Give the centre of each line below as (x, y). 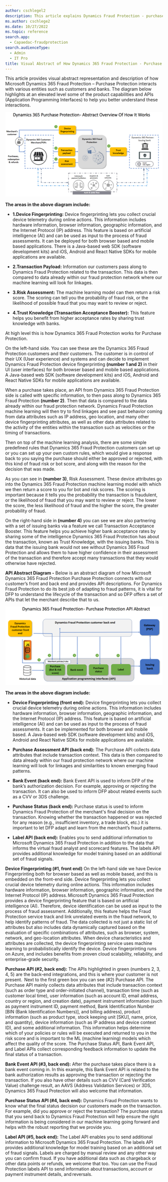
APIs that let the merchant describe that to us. (52, 600)
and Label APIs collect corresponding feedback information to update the (81, 1049)
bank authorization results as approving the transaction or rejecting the (78, 1075)
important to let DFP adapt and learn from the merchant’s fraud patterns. (87, 828)
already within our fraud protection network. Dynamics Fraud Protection (79, 406)
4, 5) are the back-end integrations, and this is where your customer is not (82, 975)
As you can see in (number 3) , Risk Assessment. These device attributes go (84, 479)
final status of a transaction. (34, 1054)
